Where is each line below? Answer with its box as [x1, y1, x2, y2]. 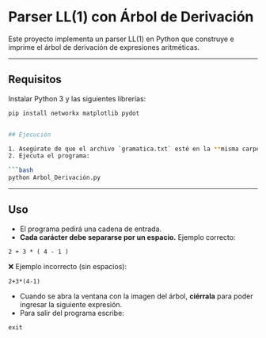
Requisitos [8, 73, 62, 86]
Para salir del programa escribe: [19, 308, 124, 317]
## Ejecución [8, 131, 51, 139]
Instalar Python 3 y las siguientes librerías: [8, 93, 146, 103]
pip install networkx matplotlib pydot [8, 109, 140, 117]
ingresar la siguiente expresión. [19, 299, 123, 309]
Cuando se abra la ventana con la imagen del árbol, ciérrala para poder [19, 291, 253, 301]
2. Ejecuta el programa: [8, 152, 90, 160]
